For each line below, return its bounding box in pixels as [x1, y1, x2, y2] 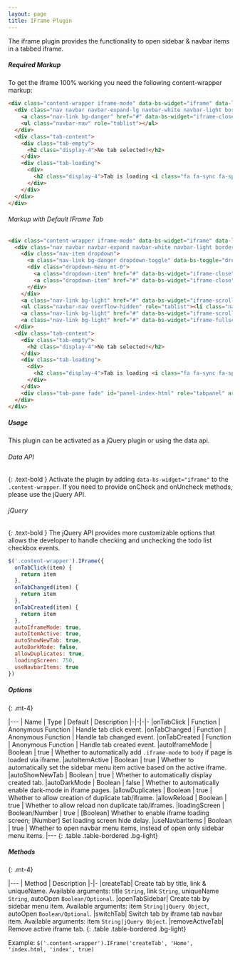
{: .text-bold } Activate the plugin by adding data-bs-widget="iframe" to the [8, 475, 229, 483]
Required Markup [8, 61, 61, 69]
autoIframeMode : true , [14, 624, 82, 631]
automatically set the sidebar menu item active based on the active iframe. [8, 763, 227, 772]
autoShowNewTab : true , [14, 637, 82, 645]
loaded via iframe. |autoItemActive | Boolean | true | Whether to [8, 755, 194, 764]
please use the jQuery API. [8, 490, 86, 498]
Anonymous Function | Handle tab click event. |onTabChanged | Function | [8, 725, 226, 734]
